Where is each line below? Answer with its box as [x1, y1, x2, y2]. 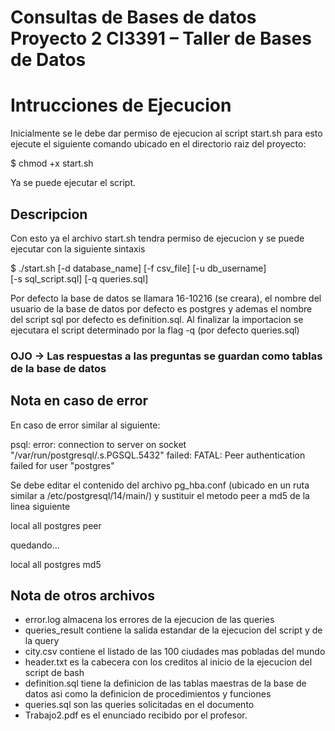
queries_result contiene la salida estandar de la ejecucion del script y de [24, 624, 323, 636]
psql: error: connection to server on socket [10, 438, 187, 450]
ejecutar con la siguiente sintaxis [10, 242, 146, 255]
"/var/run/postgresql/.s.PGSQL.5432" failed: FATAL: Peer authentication [10, 449, 306, 461]
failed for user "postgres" [10, 459, 115, 471]
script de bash [24, 667, 85, 679]
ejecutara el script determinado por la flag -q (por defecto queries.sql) [10, 324, 300, 336]
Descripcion [10, 206, 88, 223]
